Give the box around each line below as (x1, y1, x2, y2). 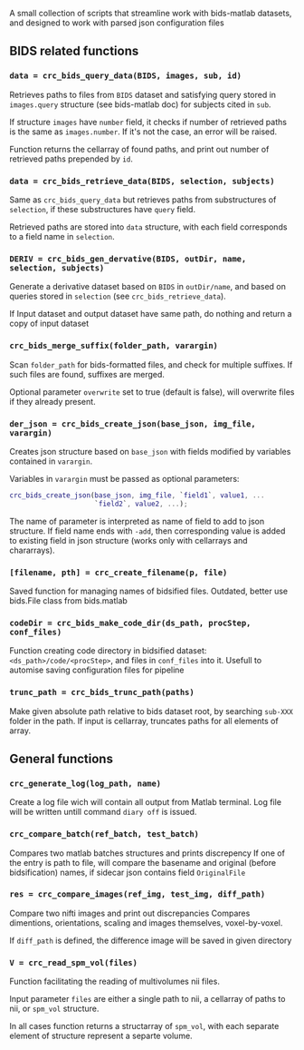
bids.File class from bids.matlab (9, 594, 128, 606)
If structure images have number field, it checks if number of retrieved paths (9, 116, 288, 127)
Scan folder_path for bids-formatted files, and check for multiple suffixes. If (9, 358, 293, 370)
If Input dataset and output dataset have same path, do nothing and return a (9, 309, 292, 319)
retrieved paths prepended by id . (9, 153, 133, 164)
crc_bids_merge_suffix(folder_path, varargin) (9, 340, 219, 351)
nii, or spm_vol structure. (9, 1003, 100, 1015)
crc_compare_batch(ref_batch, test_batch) (9, 829, 199, 839)
